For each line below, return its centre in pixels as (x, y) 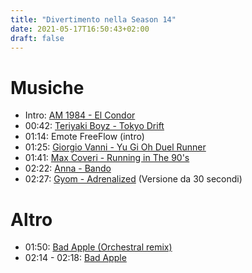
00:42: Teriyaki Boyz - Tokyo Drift (94, 126)
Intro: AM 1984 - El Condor (80, 115)
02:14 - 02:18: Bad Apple (75, 258)
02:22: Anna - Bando (68, 168)
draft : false (37, 38)
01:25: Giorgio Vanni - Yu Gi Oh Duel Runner (115, 147)
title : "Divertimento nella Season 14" (93, 19)
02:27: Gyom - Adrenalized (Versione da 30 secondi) (133, 179)
